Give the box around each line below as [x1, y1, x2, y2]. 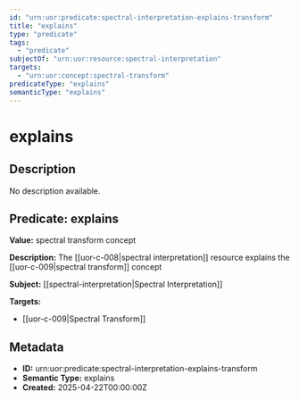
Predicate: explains [9, 211, 119, 226]
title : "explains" [9, 21, 78, 30]
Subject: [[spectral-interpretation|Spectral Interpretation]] [9, 279, 223, 290]
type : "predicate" [9, 29, 78, 38]
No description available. [9, 185, 101, 196]
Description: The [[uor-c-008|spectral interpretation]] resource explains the [9, 252, 290, 263]
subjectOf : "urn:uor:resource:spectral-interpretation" [9, 54, 221, 63]
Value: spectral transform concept [9, 235, 137, 246]
